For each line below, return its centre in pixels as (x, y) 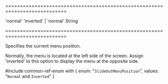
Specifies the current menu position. (43, 46)
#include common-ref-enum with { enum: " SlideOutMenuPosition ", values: (82, 71)
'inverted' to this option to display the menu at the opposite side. (72, 61)
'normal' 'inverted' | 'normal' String (42, 21)
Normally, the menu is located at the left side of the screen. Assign (74, 56)
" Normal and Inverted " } (30, 76)
